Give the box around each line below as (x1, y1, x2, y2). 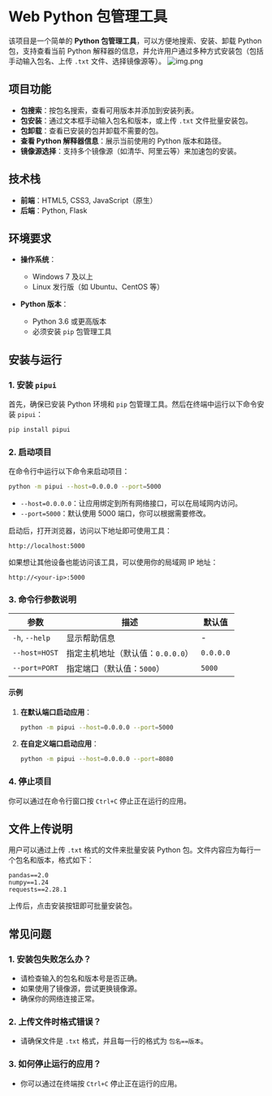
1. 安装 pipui (8, 379, 57, 390)
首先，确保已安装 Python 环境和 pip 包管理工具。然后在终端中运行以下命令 (8, 399, 257, 409)
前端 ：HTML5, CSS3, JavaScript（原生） (19, 195, 158, 205)
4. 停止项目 (8, 776, 52, 787)
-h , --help (12, 632, 51, 643)
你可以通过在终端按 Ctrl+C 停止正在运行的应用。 (19, 1078, 182, 1088)
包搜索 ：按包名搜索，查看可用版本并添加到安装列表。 (19, 105, 199, 115)
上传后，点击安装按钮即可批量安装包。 (8, 901, 136, 911)
